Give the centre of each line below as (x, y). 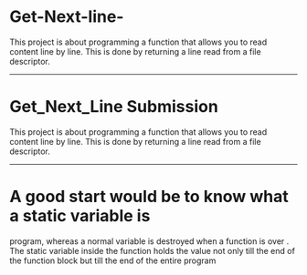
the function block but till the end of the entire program (113, 260)
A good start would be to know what (149, 197)
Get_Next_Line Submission (114, 107)
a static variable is (80, 216)
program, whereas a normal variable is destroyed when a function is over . (149, 241)
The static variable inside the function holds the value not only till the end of (152, 250)
